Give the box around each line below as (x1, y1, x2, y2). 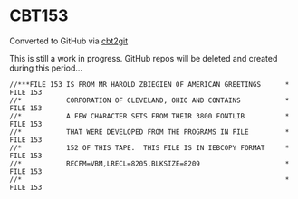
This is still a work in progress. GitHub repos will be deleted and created (9, 52, 278, 63)
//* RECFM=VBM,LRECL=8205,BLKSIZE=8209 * (9, 159, 290, 168)
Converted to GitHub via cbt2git (9, 35, 129, 46)
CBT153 (9, 5, 69, 26)
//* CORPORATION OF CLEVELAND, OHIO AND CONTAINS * (9, 96, 290, 105)
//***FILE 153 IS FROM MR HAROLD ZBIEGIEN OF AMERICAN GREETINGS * (9, 80, 290, 89)
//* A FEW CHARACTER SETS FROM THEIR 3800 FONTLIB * (9, 111, 290, 120)
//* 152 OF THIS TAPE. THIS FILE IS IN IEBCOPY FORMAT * (9, 143, 290, 152)
